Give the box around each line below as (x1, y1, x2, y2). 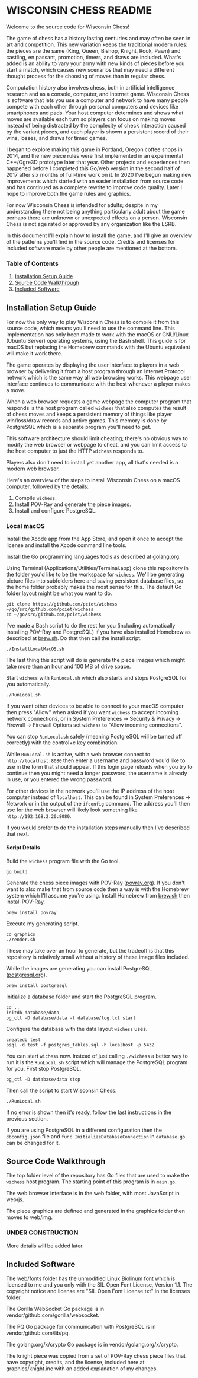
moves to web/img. (6, 1214, 53, 1221)
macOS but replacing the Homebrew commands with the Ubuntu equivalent (6, 343, 190, 351)
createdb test (6, 1036, 41, 1043)
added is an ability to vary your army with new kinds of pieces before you (6, 60, 185, 67)
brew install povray (6, 909, 57, 915)
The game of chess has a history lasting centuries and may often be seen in (6, 34, 191, 42)
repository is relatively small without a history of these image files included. (6, 953, 190, 960)
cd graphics (6, 931, 35, 937)
